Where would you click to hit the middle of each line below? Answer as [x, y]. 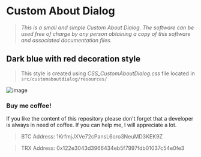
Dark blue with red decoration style [73, 59]
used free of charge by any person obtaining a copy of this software [106, 33]
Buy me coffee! [29, 106]
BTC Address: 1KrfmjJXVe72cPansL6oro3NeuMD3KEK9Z [92, 137]
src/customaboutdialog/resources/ [64, 79]
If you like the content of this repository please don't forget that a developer [100, 119]
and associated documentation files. [66, 40]
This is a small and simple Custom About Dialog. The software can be [107, 27]
